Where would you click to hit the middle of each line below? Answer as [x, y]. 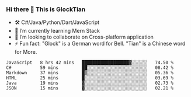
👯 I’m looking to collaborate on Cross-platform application [84, 37]
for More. [26, 52]
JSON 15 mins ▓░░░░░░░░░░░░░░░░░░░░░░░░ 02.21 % [90, 88]
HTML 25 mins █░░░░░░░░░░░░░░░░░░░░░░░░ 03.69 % [90, 78]
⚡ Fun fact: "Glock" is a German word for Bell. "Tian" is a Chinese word [100, 44]
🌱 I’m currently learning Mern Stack [57, 31]
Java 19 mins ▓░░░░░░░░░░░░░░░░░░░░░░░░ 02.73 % [90, 83]
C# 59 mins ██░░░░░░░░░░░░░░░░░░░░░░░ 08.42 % [90, 68]
